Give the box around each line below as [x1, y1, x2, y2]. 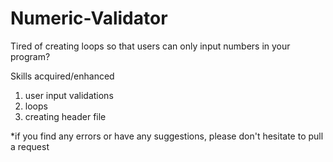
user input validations [24, 89, 114, 101]
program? [10, 50, 51, 62]
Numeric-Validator [10, 7, 168, 30]
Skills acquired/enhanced [10, 70, 115, 82]
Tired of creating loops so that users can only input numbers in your [10, 40, 291, 52]
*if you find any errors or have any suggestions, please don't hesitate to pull [10, 130, 324, 142]
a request [10, 140, 50, 152]
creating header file [24, 110, 107, 122]
